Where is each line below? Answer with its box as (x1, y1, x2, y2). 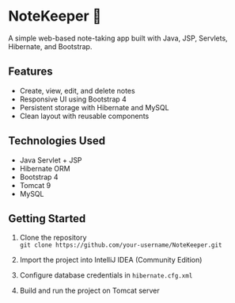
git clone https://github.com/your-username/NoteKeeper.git (19, 241, 222, 249)
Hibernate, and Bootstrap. (8, 41, 93, 51)
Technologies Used (8, 134, 105, 148)
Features (8, 65, 53, 79)
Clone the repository (19, 233, 87, 243)
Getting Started (8, 212, 86, 225)
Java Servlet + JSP (19, 155, 82, 165)
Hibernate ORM (19, 163, 70, 173)
